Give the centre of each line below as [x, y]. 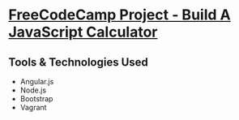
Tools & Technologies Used [78, 62]
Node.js [33, 90]
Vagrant [33, 107]
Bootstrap [36, 99]
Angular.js [37, 81]
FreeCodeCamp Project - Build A [119, 15]
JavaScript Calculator [83, 32]
